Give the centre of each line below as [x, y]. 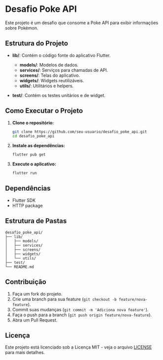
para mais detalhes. [25, 353]
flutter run [24, 173]
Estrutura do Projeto [37, 44]
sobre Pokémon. [22, 28]
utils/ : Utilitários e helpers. [47, 86]
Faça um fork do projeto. [37, 294]
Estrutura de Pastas [36, 221]
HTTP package [28, 205]
